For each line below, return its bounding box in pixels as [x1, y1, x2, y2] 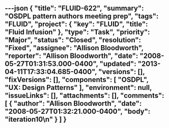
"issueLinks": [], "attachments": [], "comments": [5, 91, 164, 100]
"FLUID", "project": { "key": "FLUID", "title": [5, 20, 148, 28]
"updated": [99, 59, 136, 68]
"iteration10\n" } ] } [5, 115, 67, 124]
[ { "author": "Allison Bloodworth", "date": [5, 99, 142, 108]
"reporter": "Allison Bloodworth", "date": [5, 52, 138, 60]
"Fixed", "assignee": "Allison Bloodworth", [5, 44, 144, 52]
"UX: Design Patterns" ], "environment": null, [5, 83, 152, 92]
